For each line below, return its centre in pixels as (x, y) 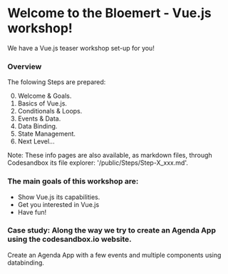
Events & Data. (39, 118)
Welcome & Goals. (45, 96)
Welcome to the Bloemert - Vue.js (109, 13)
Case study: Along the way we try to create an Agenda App (112, 230)
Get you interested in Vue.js (58, 204)
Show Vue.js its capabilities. (59, 197)
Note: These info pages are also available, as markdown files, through (110, 156)
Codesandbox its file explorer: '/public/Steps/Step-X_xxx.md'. (98, 163)
